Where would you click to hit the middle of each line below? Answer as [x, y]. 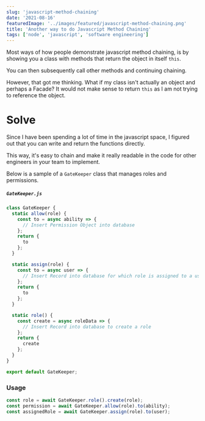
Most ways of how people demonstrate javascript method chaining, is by [98, 52]
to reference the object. [36, 95]
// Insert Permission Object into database [79, 225]
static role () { [32, 315]
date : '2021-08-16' [31, 18]
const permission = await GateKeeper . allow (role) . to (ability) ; [88, 406]
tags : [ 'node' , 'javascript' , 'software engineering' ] [77, 35]
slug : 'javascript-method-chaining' [53, 12]
